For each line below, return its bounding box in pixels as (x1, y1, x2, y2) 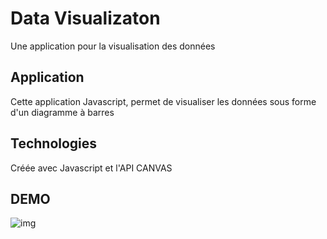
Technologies (10, 135, 98, 152)
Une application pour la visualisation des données (10, 40, 216, 52)
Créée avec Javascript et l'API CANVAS (10, 162, 173, 174)
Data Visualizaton (10, 7, 161, 30)
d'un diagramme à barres (10, 106, 115, 118)
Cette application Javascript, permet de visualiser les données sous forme (10, 95, 317, 107)
